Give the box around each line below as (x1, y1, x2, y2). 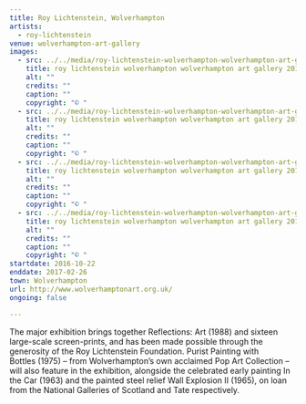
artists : (9, 22, 43, 31)
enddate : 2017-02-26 (9, 268, 88, 277)
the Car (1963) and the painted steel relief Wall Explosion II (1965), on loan (9, 375, 287, 386)
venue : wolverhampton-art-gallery (9, 38, 141, 48)
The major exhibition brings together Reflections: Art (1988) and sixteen (9, 326, 279, 337)
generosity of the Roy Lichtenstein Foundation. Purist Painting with (9, 346, 260, 357)
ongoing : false (9, 293, 67, 302)
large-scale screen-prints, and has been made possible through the (9, 336, 263, 347)
